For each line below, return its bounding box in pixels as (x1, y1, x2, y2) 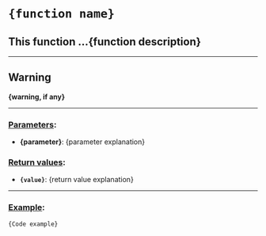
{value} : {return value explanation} (19, 175, 135, 185)
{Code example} (8, 220, 59, 228)
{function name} (8, 6, 115, 21)
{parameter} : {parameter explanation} (19, 137, 145, 147)
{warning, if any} (8, 92, 66, 101)
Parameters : (8, 119, 57, 130)
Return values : (8, 157, 66, 168)
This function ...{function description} (8, 35, 202, 48)
